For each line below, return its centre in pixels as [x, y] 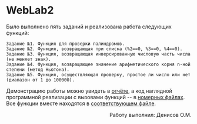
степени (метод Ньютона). [38, 69]
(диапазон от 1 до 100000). [41, 80]
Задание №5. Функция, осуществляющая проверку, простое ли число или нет [98, 74]
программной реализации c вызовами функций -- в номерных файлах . [96, 97]
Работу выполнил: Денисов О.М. [151, 115]
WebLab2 [30, 10]
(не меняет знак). [29, 59]
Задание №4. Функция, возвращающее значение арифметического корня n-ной [98, 64]
